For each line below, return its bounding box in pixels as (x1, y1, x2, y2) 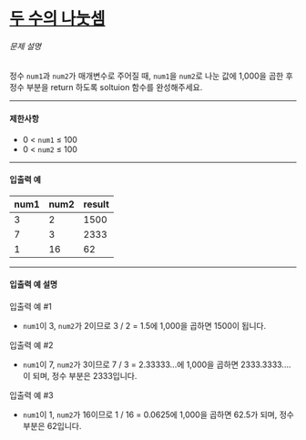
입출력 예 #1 (9, 302, 52, 312)
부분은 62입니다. (22, 421, 82, 431)
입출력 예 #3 (9, 390, 54, 401)
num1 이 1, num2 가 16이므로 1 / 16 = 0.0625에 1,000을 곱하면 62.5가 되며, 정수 (22, 409, 294, 420)
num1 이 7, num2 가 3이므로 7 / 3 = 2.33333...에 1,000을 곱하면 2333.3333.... (22, 359, 291, 370)
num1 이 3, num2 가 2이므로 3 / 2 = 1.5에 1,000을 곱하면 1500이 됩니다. (22, 321, 267, 331)
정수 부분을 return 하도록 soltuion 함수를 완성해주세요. (9, 82, 203, 93)
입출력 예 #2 (9, 340, 54, 351)
